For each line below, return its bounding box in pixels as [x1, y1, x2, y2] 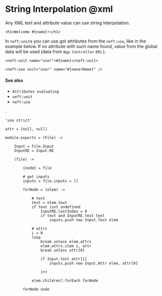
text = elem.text [31, 200, 68, 205]
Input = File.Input [14, 144, 54, 149]
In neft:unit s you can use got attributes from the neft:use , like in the [5, 38, 146, 44]
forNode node [23, 287, 50, 292]
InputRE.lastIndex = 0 [40, 209, 87, 214]
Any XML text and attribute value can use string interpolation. [5, 20, 130, 26]
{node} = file [23, 166, 52, 171]
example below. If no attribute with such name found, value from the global [5, 43, 158, 49]
